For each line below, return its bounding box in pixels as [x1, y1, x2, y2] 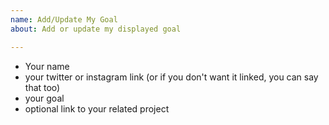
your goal [24, 92, 65, 104]
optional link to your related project [24, 102, 170, 115]
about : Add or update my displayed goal [10, 24, 182, 34]
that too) [24, 81, 61, 93]
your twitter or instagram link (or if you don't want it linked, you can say [24, 71, 319, 83]
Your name [24, 60, 70, 72]
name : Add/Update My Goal [10, 14, 118, 25]
